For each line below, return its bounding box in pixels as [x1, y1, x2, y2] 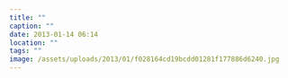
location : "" [9, 38, 58, 48]
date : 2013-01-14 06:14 [9, 30, 99, 39]
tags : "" [9, 47, 42, 56]
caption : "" [9, 22, 54, 30]
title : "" [9, 13, 47, 22]
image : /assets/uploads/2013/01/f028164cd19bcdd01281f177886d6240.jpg [9, 55, 280, 64]
